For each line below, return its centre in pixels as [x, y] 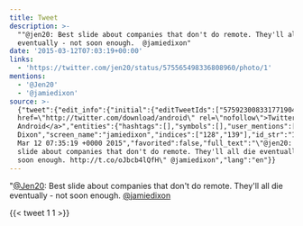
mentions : [28, 77]
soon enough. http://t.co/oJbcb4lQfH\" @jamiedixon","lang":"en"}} [147, 160]
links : [22, 59]
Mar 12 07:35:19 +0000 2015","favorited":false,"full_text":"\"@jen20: [155, 143]
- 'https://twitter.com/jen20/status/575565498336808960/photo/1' [145, 68]
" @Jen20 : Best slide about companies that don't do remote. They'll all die [147, 185]
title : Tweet [34, 18]
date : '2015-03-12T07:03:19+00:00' [76, 51]
